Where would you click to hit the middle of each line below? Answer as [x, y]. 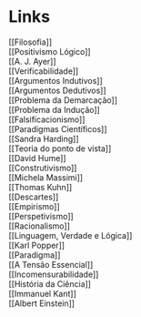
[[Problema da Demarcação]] [63, 100]
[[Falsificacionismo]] [47, 119]
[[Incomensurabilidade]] [54, 274]
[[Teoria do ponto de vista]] [60, 148]
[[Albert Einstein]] [41, 303]
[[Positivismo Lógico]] [50, 51]
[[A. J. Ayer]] [32, 61]
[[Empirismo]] [34, 206]
